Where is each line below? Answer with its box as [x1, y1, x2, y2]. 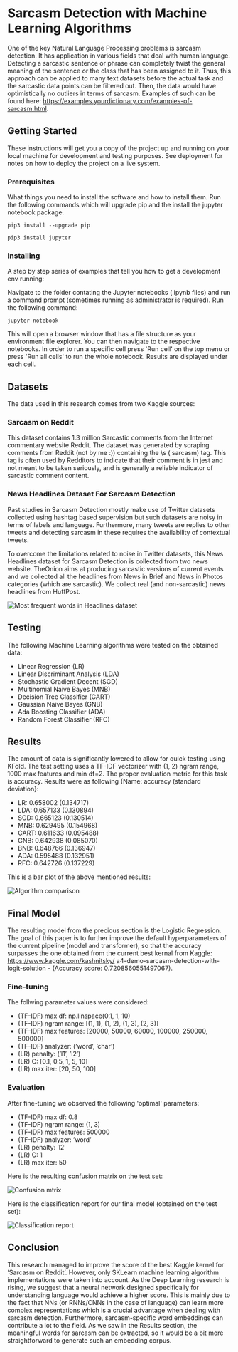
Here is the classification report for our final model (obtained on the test [7, 1199, 218, 1208]
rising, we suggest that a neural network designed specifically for [7, 1283, 199, 1291]
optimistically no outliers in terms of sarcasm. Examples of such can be [7, 89, 216, 98]
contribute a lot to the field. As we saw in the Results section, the [7, 1321, 198, 1329]
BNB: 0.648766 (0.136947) [17, 844, 96, 853]
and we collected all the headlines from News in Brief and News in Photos [7, 572, 224, 581]
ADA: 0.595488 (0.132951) [17, 851, 94, 860]
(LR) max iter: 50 [17, 1158, 67, 1166]
